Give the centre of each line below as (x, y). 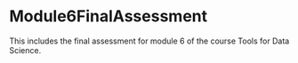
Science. (25, 50)
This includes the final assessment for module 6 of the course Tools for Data (149, 41)
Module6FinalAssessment (109, 16)
